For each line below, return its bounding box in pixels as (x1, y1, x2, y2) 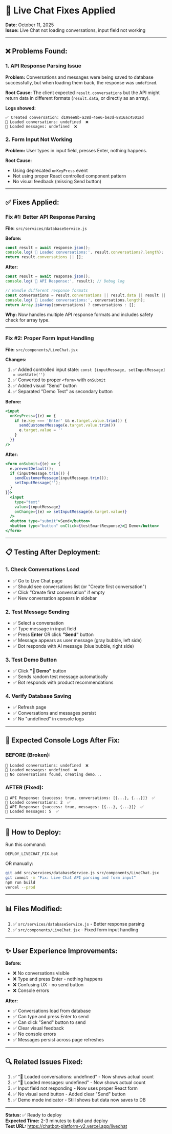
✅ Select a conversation (12, 619, 64, 626)
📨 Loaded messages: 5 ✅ (5, 809, 59, 814)
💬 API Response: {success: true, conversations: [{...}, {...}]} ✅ (5, 795, 156, 801)
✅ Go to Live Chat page (12, 577, 63, 583)
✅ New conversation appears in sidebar (12, 595, 97, 601)
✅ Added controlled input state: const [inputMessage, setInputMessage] (12, 366, 165, 373)
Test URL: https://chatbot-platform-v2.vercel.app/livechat (5, 1123, 127, 1129)
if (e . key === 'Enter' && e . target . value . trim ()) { (14, 418, 127, 423)
